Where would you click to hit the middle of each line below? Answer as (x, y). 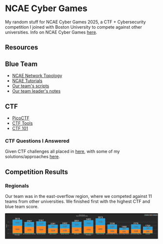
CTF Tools (22, 123)
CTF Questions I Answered (37, 141)
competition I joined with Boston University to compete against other (73, 27)
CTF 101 (20, 128)
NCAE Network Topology (37, 76)
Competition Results (37, 172)
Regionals (17, 186)
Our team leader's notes (36, 91)
